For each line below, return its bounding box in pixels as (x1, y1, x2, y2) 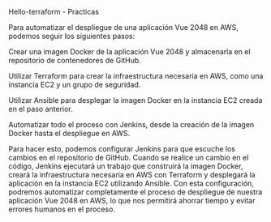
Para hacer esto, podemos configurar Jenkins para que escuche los (8, 144, 235, 153)
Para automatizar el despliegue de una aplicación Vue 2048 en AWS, (8, 23, 239, 32)
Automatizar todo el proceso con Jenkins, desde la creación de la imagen (8, 120, 255, 129)
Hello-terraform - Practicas (8, 7, 100, 16)
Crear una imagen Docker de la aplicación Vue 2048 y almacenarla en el (8, 47, 251, 56)
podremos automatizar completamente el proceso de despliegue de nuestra (8, 187, 263, 197)
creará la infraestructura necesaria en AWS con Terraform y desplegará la (8, 170, 256, 179)
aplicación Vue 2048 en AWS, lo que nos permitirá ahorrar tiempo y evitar (8, 196, 256, 205)
